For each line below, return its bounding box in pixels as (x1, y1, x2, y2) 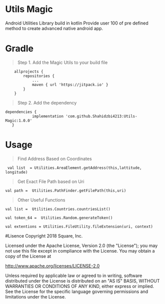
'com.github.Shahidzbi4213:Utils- (65, 113, 137, 118)
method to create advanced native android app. (5, 25, 103, 31)
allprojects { (14, 69, 43, 74)
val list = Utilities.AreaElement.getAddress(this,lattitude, (7, 165, 142, 170)
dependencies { (5, 109, 37, 114)
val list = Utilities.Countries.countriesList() (5, 206, 111, 211)
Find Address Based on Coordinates (17, 155, 92, 161)
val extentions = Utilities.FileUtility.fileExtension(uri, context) (5, 224, 153, 229)
